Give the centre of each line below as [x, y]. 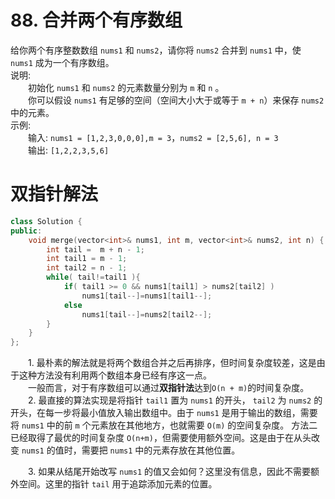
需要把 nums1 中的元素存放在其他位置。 [161, 450]
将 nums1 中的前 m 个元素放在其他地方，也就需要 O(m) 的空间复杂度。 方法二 [164, 425]
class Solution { [46, 221]
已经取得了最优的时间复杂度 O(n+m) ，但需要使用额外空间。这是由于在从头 [161, 438]
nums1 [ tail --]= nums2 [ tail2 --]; [147, 314]
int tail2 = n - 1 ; [87, 268]
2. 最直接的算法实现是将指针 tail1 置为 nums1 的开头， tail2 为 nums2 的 [175, 400]
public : [26, 231]
